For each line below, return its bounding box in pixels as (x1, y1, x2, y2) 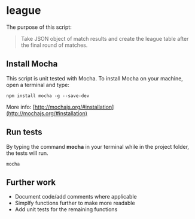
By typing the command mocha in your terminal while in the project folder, (6, 143, 190, 150)
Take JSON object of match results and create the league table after (20, 35, 189, 42)
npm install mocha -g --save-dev (6, 92, 90, 99)
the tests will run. (6, 149, 49, 157)
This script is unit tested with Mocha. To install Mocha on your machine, (6, 74, 184, 82)
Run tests (6, 127, 42, 137)
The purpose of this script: (6, 23, 72, 31)
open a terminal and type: (6, 81, 70, 88)
